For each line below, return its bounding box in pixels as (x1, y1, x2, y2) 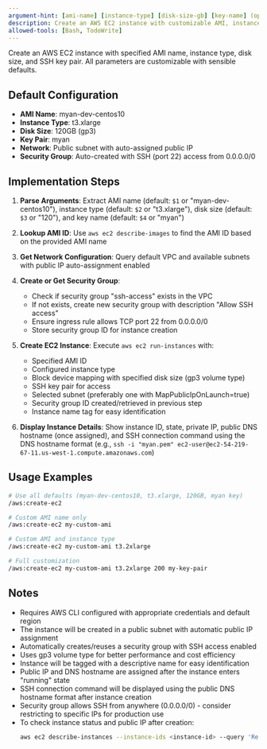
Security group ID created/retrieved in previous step (31, 399, 203, 408)
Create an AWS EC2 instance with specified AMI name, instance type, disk (8, 49, 252, 58)
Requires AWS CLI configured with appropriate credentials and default (19, 607, 250, 617)
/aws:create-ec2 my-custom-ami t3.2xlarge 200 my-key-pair (8, 564, 208, 572)
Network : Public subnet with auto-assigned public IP (19, 143, 193, 153)
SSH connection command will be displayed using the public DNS (19, 684, 235, 693)
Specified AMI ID (31, 356, 87, 365)
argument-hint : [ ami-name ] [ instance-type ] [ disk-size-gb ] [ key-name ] (8, 11, 247, 20)
